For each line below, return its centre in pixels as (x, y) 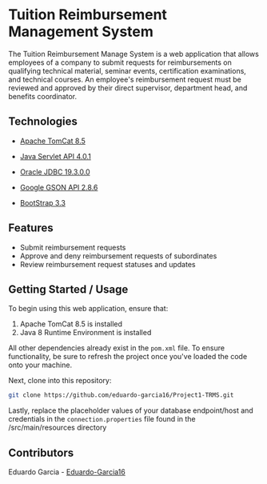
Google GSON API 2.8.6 (59, 187)
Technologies (43, 122)
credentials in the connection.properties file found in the (102, 419)
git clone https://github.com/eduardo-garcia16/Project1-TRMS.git (121, 395)
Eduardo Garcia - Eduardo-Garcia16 (67, 472)
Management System (81, 32)
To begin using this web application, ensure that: (88, 309)
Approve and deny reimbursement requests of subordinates (118, 256)
